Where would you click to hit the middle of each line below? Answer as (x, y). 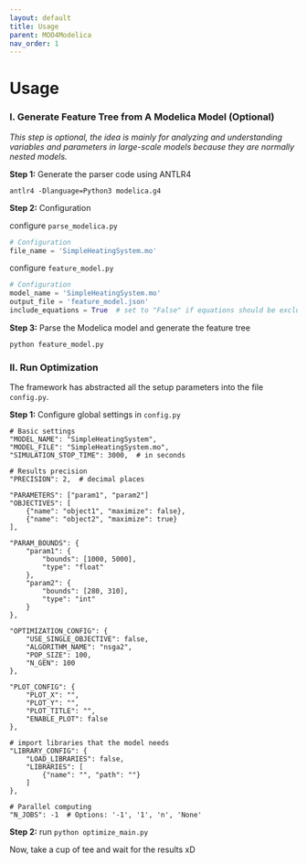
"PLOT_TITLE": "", (61, 711)
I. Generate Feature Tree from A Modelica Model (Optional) (142, 117)
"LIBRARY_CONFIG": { (49, 751)
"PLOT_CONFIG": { (42, 687)
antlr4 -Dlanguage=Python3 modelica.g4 (85, 191)
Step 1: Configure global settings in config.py (95, 415)
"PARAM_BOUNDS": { (44, 543)
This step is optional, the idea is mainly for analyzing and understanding (146, 137)
